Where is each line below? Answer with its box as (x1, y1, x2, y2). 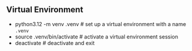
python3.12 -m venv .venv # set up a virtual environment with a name (14, 20, 187, 27)
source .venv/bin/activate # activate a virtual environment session (14, 33, 179, 40)
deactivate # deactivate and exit (14, 39, 95, 46)
